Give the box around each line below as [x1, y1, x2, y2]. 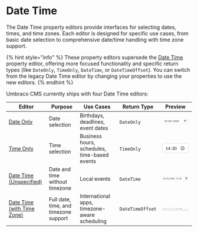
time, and [49, 202, 72, 209]
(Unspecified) [8, 178, 42, 185]
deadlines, [79, 118, 105, 125]
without [49, 178, 68, 185]
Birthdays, [79, 112, 105, 119]
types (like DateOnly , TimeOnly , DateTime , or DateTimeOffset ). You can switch [6, 66, 190, 73]
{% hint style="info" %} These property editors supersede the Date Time [6, 54, 184, 61]
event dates [79, 124, 108, 131]
